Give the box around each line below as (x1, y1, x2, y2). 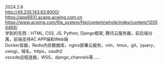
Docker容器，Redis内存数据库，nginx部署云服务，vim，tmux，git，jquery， (5, 42, 158, 48)
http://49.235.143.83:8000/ (5, 9, 59, 15)
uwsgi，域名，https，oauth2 (5, 48, 63, 54)
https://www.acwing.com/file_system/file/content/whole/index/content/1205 (5, 19, 158, 25)
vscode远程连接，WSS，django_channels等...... (5, 54, 101, 60)
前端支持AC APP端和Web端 (13, 36, 68, 42)
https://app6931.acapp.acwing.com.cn (5, 14, 83, 20)
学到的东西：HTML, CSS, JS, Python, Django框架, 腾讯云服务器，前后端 (5, 30, 148, 36)
